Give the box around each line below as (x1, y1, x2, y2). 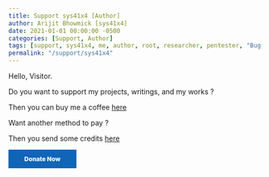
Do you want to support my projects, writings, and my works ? (8, 87, 215, 97)
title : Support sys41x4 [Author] (8, 11, 121, 20)
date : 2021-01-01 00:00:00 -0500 (8, 27, 121, 35)
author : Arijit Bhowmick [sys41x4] (8, 19, 128, 27)
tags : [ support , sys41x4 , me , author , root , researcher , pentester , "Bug (8, 42, 262, 50)
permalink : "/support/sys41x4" (8, 49, 114, 57)
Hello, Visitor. (8, 72, 52, 80)
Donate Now (23, 154, 61, 163)
